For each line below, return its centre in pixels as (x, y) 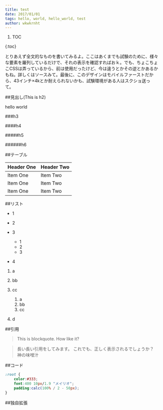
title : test (17, 9)
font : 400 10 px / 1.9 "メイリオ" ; (44, 384)
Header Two (55, 167)
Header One (22, 167)
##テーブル (16, 155)
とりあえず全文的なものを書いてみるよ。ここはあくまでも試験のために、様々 (82, 56)
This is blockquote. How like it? (48, 339)
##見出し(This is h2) (26, 97)
